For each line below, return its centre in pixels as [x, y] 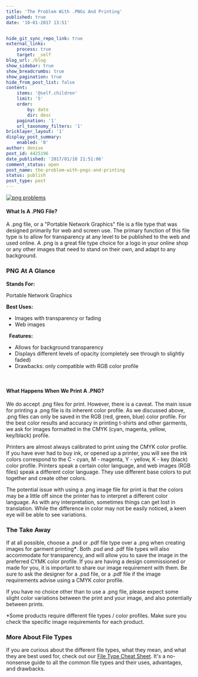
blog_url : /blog [26, 60]
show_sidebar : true [30, 65]
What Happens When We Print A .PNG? [55, 391]
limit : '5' [30, 99]
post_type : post [26, 181]
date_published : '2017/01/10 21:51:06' [55, 159]
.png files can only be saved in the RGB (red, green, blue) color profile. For [96, 416]
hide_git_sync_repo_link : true [44, 38]
